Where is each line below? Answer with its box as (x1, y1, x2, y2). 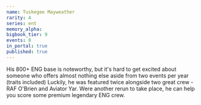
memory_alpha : (6, 26, 43, 32)
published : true (6, 49, 48, 55)
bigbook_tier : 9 (6, 32, 48, 38)
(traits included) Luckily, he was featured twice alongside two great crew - (6, 78, 194, 85)
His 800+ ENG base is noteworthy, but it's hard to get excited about (6, 65, 177, 73)
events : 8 (6, 37, 32, 43)
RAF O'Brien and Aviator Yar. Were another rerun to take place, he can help (6, 85, 196, 92)
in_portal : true (6, 43, 48, 49)
